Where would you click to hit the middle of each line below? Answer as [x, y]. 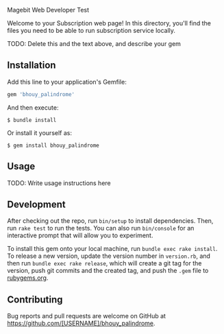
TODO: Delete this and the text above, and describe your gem [94, 44]
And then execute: [33, 107]
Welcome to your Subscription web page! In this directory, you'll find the [109, 23]
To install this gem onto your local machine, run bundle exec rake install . [112, 249]
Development [37, 204]
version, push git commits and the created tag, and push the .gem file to [108, 271]
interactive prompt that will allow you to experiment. [80, 235]
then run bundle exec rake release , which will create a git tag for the [104, 263]
